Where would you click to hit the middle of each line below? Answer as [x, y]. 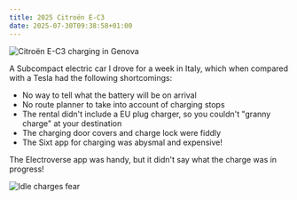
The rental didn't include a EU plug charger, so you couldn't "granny [146, 114]
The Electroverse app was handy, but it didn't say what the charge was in [143, 159]
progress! [27, 169]
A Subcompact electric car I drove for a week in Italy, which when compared [149, 68]
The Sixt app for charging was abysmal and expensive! [122, 142]
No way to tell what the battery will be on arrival [109, 95]
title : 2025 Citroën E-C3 [57, 17]
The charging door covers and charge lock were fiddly [121, 132]
